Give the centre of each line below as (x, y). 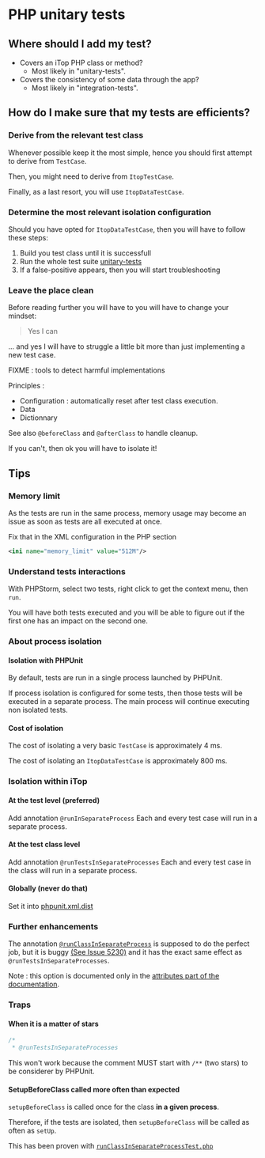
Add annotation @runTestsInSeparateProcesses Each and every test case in (130, 862)
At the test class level (44, 845)
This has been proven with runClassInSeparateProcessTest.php (111, 1146)
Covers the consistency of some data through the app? (109, 79)
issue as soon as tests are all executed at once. (85, 521)
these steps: (28, 237)
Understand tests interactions (67, 571)
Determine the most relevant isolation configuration (110, 212)
